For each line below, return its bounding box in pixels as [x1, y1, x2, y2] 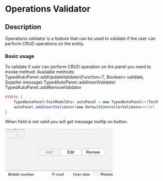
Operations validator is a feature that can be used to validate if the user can [5, 35, 156, 41]
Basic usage [5, 52, 35, 59]
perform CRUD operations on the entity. [5, 41, 85, 47]
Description [5, 23, 41, 31]
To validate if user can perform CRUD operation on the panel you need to [5, 64, 151, 70]
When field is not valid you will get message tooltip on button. [5, 118, 129, 124]
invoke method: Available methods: [5, 69, 75, 75]
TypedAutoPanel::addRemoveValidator [5, 84, 82, 90]
